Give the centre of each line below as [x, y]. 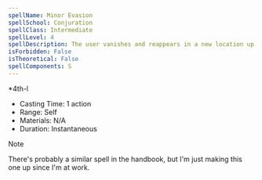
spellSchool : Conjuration [50, 23]
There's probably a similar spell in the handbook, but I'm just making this [126, 159]
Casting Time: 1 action [55, 103]
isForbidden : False [40, 52]
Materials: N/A [43, 120]
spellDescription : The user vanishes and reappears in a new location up [131, 45]
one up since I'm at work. [49, 167]
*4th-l [18, 88]
